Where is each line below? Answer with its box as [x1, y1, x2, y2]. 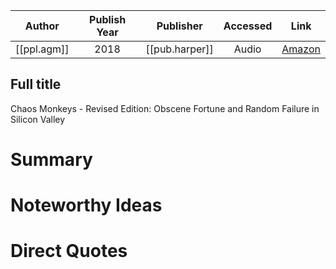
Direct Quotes [10, 240, 128, 263]
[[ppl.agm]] [15, 42, 70, 56]
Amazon [281, 42, 321, 56]
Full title [10, 76, 62, 93]
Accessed [223, 19, 273, 33]
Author [24, 19, 60, 33]
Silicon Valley [10, 113, 66, 125]
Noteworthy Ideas [10, 194, 163, 217]
